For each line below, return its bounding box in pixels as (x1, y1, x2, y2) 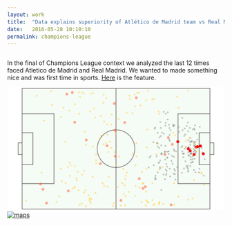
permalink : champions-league (7, 33, 91, 40)
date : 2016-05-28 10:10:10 (7, 26, 91, 32)
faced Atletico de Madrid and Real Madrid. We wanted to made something (7, 66, 217, 75)
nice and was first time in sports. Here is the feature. (7, 73, 157, 82)
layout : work (7, 11, 45, 18)
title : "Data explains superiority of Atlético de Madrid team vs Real (7, 18, 221, 26)
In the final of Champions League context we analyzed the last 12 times (7, 59, 210, 67)
